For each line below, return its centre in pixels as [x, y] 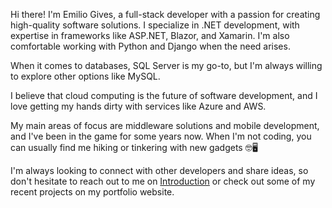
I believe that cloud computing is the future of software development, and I [164, 95]
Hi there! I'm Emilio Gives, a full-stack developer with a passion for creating [165, 14]
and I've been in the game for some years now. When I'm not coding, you [161, 136]
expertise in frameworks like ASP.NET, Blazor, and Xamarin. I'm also [150, 35]
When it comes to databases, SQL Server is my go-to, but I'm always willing [166, 65]
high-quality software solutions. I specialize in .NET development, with [155, 25]
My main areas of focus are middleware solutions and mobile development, [165, 125]
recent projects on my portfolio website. [92, 192]
